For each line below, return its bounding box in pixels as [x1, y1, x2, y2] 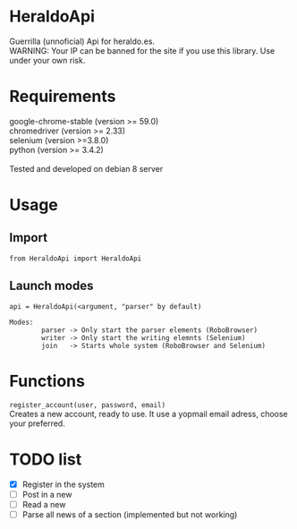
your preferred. [9, 418, 65, 429]
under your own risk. [9, 55, 86, 65]
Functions [9, 371, 85, 391]
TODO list [9, 449, 82, 469]
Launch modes [9, 278, 94, 294]
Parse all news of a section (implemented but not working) [21, 508, 238, 520]
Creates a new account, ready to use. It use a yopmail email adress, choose [9, 408, 288, 419]
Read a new [21, 499, 66, 509]
